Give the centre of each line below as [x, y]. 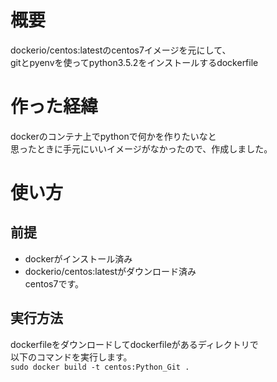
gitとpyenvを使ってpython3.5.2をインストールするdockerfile [134, 62]
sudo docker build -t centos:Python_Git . [100, 367]
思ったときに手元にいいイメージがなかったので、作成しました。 [141, 148]
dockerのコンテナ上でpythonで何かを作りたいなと [113, 136]
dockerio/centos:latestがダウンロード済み [110, 271]
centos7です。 [54, 283]
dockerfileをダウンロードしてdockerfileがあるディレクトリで [134, 344]
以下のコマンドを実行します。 [71, 357]
